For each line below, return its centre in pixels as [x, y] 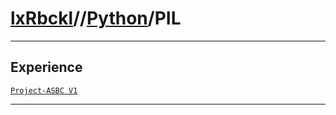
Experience [46, 67]
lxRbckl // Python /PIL [96, 18]
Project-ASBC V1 [44, 90]
